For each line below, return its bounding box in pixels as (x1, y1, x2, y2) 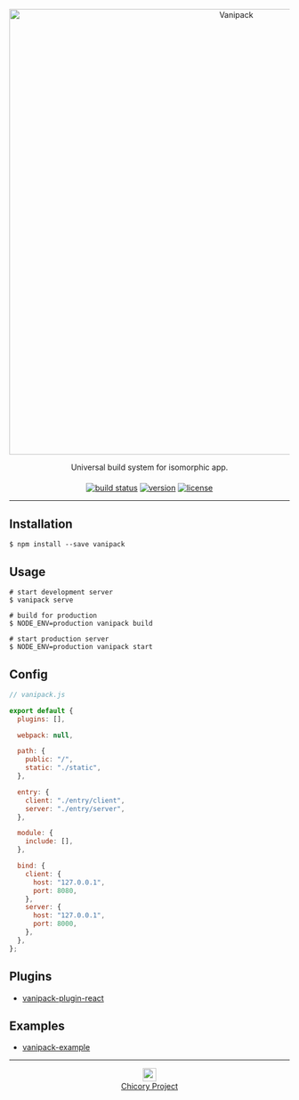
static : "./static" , (25, 763, 101, 773)
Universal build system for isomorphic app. (70, 462, 229, 472)
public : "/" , (25, 755, 74, 764)
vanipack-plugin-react (21, 992, 104, 1003)
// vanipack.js (9, 690, 66, 699)
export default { (9, 706, 74, 715)
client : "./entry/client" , (25, 796, 125, 805)
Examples (9, 1018, 65, 1033)
